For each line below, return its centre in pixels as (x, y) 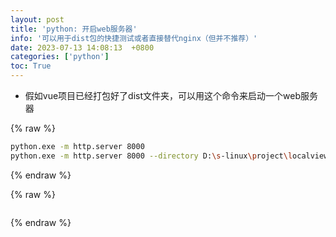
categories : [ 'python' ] (60, 57)
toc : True (31, 66)
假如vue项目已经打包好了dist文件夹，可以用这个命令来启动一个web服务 (171, 95)
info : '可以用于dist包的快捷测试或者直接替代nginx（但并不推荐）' (134, 38)
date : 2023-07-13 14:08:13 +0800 (82, 47)
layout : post (37, 19)
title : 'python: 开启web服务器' (74, 29)
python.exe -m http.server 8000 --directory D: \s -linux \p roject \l (151, 156)
